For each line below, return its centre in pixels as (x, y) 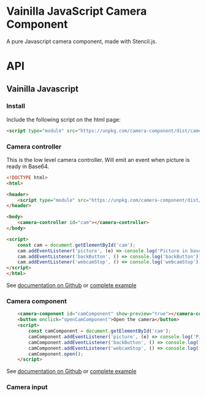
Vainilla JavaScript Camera (77, 11)
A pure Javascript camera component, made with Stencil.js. (82, 41)
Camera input (27, 387)
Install (16, 106)
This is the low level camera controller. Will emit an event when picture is (98, 160)
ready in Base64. (28, 166)
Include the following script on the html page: (63, 119)
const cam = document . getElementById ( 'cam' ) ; (77, 245)
